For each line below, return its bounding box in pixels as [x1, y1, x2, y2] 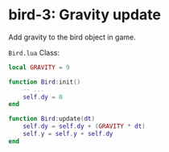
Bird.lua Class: [8, 47, 60, 57]
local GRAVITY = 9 [8, 63, 70, 72]
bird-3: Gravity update [8, 6, 161, 24]
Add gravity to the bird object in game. [8, 32, 136, 42]
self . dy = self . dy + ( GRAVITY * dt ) [23, 122, 146, 130]
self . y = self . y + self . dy [23, 130, 113, 138]
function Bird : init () [8, 78, 81, 86]
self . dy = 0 [23, 92, 63, 101]
